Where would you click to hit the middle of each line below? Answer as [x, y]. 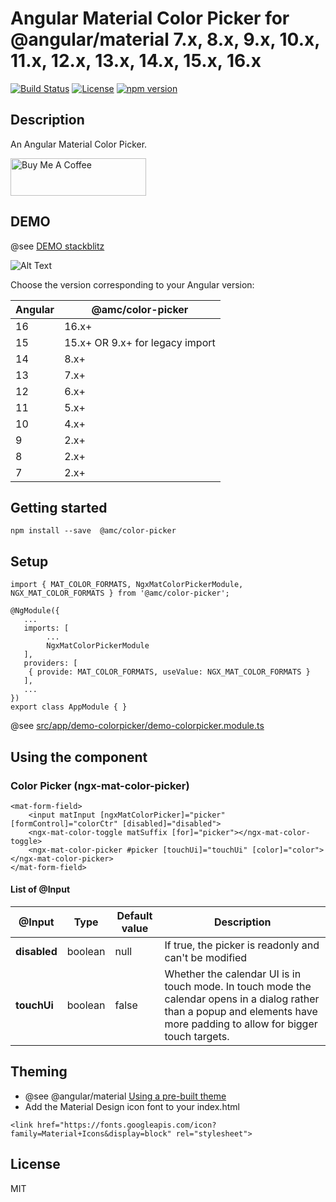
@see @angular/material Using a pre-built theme [125, 1096]
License [35, 1164]
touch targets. [197, 1037]
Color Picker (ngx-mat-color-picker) [100, 785]
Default [134, 916]
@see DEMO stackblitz [57, 246]
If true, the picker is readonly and [242, 945]
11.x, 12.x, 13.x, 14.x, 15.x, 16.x [136, 61]
